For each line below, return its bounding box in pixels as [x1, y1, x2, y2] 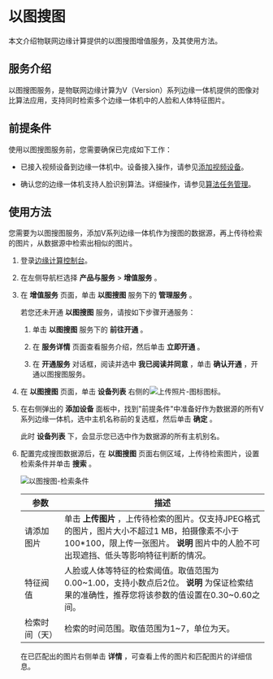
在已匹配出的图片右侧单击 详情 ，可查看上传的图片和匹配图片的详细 [19, 651, 245, 661]
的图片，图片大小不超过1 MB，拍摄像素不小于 [63, 525, 240, 537]
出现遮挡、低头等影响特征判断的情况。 [63, 550, 211, 561]
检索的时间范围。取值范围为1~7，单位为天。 [63, 623, 236, 634]
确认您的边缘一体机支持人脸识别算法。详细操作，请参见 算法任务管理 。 [19, 179, 256, 189]
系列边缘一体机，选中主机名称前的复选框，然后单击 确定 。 [19, 414, 217, 424]
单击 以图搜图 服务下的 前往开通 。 [32, 324, 148, 334]
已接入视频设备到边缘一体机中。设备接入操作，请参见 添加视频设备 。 [19, 162, 249, 172]
